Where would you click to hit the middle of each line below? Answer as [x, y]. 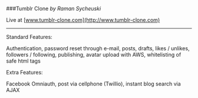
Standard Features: [29, 37]
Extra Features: [24, 72]
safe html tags [24, 61]
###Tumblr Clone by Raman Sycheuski [54, 9]
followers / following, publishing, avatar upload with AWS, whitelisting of [94, 55]
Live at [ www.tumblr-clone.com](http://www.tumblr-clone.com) [83, 20]
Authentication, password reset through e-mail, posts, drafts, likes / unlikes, [98, 48]
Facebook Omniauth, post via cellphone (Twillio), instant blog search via [93, 84]
